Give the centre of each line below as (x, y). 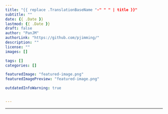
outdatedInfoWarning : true (33, 88)
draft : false (19, 28)
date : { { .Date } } (24, 19)
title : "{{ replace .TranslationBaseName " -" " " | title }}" (71, 10)
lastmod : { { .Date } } (28, 24)
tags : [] (14, 60)
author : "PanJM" (22, 33)
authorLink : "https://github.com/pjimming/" (52, 38)
